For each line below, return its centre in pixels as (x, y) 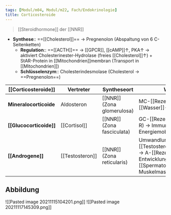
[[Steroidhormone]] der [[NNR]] (51, 29)
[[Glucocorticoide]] (32, 125)
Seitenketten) (27, 44)
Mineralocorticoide (31, 104)
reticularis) (115, 162)
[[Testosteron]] (79, 156)
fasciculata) (116, 132)
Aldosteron (74, 104)
